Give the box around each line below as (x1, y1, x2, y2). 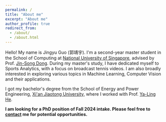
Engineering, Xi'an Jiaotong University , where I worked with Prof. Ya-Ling (5, 91, 156, 97)
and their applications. (5, 76, 51, 82)
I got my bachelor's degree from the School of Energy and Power (5, 86, 139, 92)
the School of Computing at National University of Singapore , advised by (5, 55, 155, 61)
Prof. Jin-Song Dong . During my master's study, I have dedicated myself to (5, 60, 160, 66)
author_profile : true (5, 21, 50, 26)
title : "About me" (5, 12, 43, 17)
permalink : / (5, 7, 32, 12)
